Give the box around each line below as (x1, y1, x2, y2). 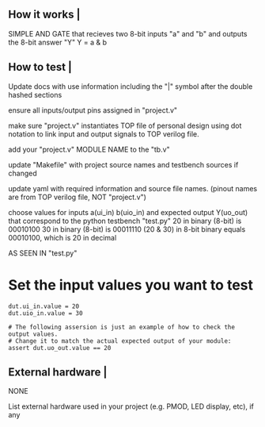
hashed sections (8, 90, 62, 99)
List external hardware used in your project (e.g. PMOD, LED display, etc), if (8, 402, 255, 411)
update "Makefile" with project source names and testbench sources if (8, 160, 239, 169)
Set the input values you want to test (8, 275, 254, 294)
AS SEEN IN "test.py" (8, 248, 78, 258)
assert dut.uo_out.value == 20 (8, 344, 112, 352)
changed (8, 168, 37, 178)
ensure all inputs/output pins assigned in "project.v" (8, 105, 178, 115)
